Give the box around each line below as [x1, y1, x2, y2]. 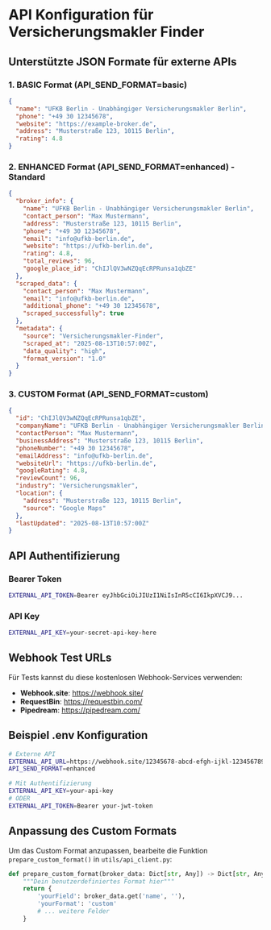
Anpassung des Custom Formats [8, 824, 177, 838]
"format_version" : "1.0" [23, 355, 106, 363]
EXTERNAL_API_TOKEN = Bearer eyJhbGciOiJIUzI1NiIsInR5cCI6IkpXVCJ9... [8, 592, 244, 600]
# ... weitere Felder [37, 907, 110, 915]
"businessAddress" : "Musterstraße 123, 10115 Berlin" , [15, 437, 204, 445]
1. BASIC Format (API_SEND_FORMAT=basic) [8, 79, 188, 90]
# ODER [8, 795, 31, 803]
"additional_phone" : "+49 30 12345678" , [23, 302, 161, 310]
